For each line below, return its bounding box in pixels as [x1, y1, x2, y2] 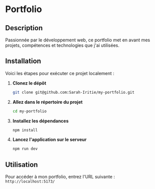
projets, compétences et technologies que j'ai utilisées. [5, 42, 120, 48]
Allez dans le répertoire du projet [12, 99, 83, 105]
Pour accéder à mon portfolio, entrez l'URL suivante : [5, 174, 115, 180]
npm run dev [12, 146, 38, 152]
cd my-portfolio [12, 108, 47, 114]
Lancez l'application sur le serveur [12, 137, 87, 143]
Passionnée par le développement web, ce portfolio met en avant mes [5, 37, 150, 43]
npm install [12, 128, 38, 133]
